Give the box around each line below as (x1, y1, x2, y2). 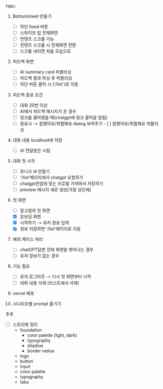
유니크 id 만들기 (20, 168, 50, 174)
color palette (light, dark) (27, 332, 78, 338)
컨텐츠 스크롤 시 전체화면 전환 (20, 42, 76, 48)
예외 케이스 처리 (12, 236, 43, 242)
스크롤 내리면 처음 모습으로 (20, 48, 71, 54)
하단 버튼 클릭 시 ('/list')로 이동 (20, 81, 79, 87)
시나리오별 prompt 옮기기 (12, 300, 61, 306)
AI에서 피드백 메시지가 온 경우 (20, 108, 77, 114)
